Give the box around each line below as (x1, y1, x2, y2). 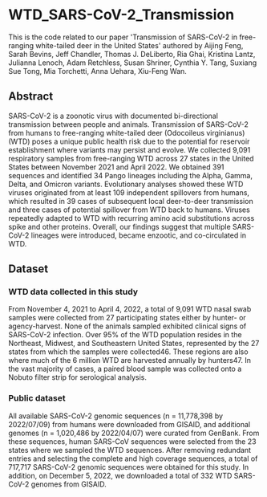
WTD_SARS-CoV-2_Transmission (8, 6, 235, 24)
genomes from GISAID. (30, 479, 107, 489)
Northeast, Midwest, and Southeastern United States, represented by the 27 (8, 339, 260, 348)
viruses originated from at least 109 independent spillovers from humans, (8, 187, 250, 198)
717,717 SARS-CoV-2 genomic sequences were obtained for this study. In (8, 462, 249, 471)
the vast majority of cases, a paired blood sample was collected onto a (8, 364, 242, 374)
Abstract (8, 90, 54, 104)
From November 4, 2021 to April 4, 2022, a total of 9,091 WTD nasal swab (8, 304, 252, 314)
